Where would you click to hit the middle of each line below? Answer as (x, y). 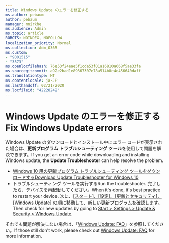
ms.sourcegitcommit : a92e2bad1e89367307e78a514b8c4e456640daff (73, 71)
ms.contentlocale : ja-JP (31, 80)
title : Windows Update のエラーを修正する (47, 10)
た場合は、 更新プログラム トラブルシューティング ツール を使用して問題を (81, 149)
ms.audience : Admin (26, 29)
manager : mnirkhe (23, 24)
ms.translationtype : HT (30, 76)
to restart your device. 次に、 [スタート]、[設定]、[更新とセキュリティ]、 (87, 196)
